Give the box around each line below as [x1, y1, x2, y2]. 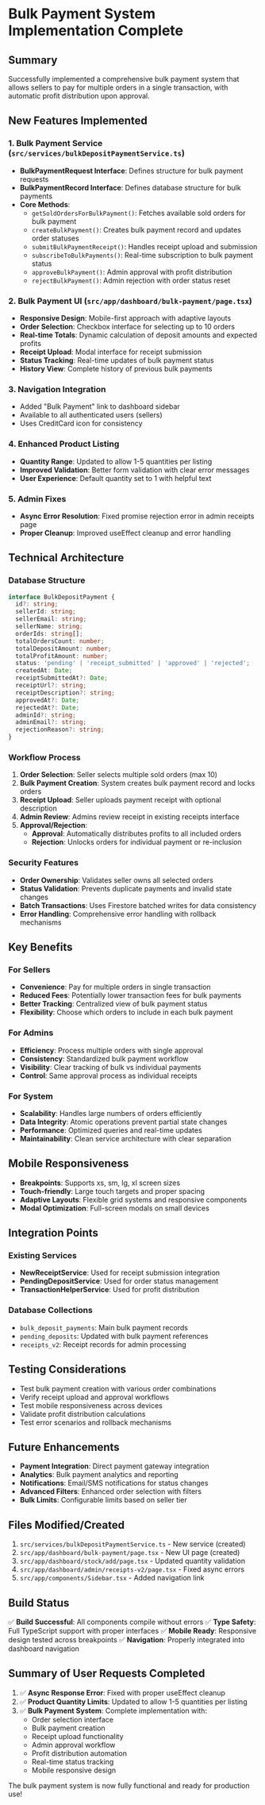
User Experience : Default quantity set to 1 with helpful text [19, 473, 212, 483]
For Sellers [8, 964, 51, 975]
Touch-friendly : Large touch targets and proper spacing [19, 1186, 205, 1195]
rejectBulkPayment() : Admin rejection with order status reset [31, 275, 231, 285]
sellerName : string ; [15, 622, 83, 631]
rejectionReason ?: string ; [15, 725, 105, 734]
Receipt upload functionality [31, 1731, 125, 1741]
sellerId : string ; [15, 608, 77, 616]
